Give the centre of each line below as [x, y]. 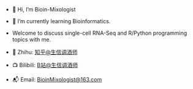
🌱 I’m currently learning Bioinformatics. [61, 21]
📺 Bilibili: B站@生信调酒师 [45, 65]
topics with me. [32, 39]
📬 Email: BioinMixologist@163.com [57, 80]
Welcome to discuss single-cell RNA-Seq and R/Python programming [100, 33]
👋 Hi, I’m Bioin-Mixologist [44, 9]
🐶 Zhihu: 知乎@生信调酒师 [45, 52]
